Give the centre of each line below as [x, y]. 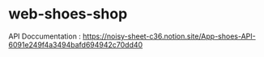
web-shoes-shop [68, 14]
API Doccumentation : [45, 36]
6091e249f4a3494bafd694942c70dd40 [76, 44]
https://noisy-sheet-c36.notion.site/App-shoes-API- [169, 36]
